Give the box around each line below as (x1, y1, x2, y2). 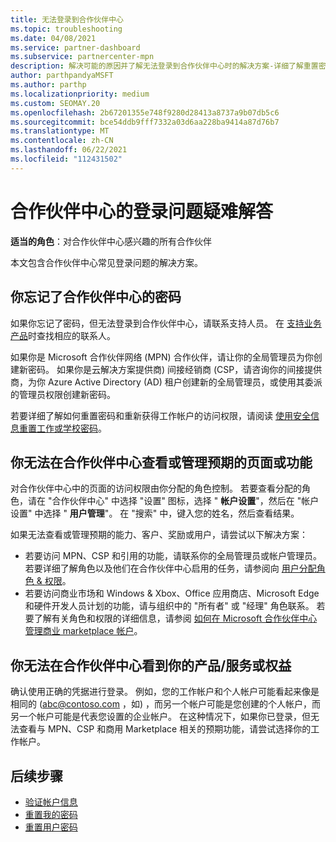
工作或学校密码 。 (36, 422, 107, 434)
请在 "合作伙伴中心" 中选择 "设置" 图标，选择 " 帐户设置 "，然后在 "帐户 (27, 495, 320, 507)
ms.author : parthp (10, 80, 87, 90)
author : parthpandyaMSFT (10, 71, 114, 81)
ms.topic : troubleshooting (10, 24, 123, 34)
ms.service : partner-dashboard (10, 42, 141, 53)
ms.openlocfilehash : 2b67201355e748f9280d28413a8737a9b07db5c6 (10, 107, 280, 118)
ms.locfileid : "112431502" (10, 154, 123, 164)
